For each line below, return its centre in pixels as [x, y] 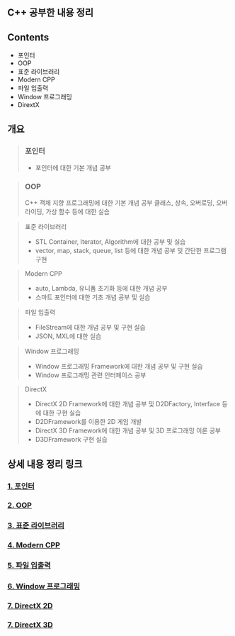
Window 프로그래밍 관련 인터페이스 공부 [91, 375]
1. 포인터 [21, 486]
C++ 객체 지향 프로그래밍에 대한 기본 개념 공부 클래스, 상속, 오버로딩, [119, 203]
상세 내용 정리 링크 [45, 464]
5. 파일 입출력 [29, 566]
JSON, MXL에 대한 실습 [68, 336]
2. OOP [19, 506]
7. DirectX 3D [30, 625]
